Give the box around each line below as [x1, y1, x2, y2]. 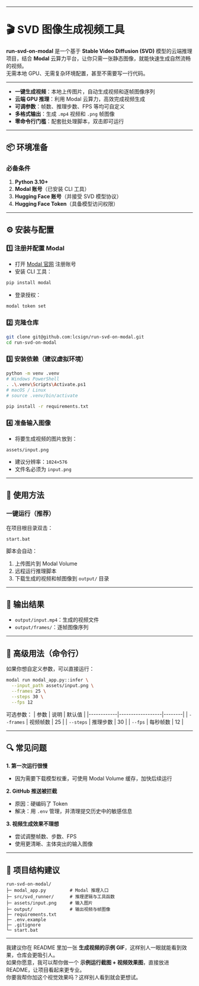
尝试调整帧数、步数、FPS [14, 833, 77, 840]
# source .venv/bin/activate [6, 392, 78, 398]
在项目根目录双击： [6, 524, 53, 531]
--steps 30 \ [11, 693, 44, 699]
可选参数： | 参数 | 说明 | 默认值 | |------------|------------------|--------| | [6, 711, 188, 718]
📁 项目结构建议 [6, 865, 60, 875]
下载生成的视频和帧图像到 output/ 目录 [14, 574, 110, 582]
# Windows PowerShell [6, 376, 60, 382]
